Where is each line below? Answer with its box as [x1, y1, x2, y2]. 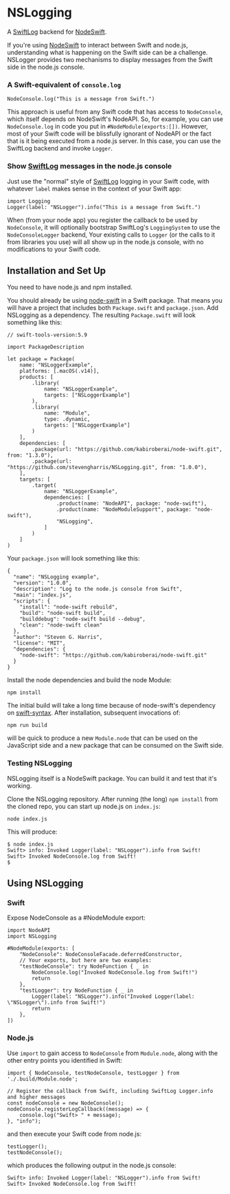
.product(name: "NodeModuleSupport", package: [56, 506, 192, 513]
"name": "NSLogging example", [13, 574, 100, 580]
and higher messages [7, 1094, 67, 1100]
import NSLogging [7, 933, 57, 940]
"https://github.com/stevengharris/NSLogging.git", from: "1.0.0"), [7, 464, 207, 471]
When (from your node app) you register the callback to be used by [7, 215, 198, 224]
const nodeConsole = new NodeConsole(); [7, 1099, 125, 1107]
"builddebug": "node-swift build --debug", [19, 616, 146, 623]
